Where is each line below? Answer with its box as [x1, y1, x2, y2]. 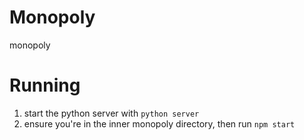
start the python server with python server [23, 107, 200, 119]
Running [9, 74, 81, 97]
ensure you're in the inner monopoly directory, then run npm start [23, 117, 296, 130]
